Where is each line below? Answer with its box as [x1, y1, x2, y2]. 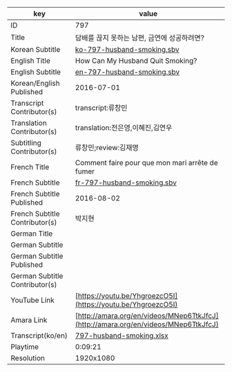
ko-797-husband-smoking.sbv [75, 45, 180, 54]
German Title [10, 229, 53, 238]
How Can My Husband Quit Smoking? [75, 56, 197, 65]
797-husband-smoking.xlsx [75, 331, 169, 340]
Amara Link [10, 315, 48, 324]
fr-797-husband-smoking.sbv [75, 178, 177, 187]
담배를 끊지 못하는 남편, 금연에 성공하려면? [75, 33, 205, 42]
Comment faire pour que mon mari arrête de [75, 158, 218, 167]
